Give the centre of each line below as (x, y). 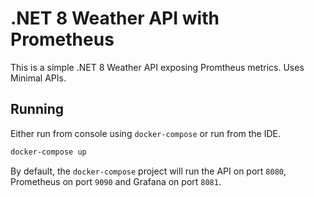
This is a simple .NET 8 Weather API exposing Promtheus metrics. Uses (157, 67)
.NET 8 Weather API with (115, 18)
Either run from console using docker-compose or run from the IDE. (146, 133)
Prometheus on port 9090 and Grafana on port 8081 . (116, 181)
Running (37, 109)
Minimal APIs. (38, 78)
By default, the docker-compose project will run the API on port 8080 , (148, 171)
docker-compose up (48, 152)
